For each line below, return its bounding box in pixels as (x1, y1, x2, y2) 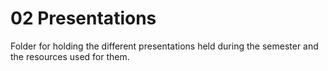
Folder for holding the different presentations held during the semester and (10, 40, 319, 52)
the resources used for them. (10, 50, 130, 62)
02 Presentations (10, 7, 157, 30)
